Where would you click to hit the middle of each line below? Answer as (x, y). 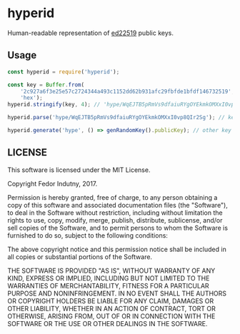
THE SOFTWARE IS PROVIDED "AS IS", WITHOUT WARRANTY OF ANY (111, 270)
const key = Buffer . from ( (46, 85)
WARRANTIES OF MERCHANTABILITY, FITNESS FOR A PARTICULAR (108, 285)
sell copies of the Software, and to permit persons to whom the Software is (118, 228)
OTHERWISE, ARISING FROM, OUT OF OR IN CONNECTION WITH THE (111, 316)
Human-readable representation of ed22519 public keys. (90, 33)
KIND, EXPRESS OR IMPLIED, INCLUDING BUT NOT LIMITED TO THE (109, 278)
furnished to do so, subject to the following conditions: (87, 235)
